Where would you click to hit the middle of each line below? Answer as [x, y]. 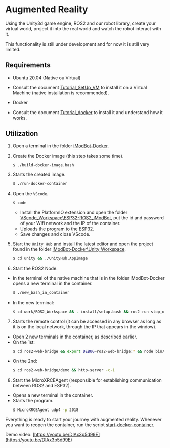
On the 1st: [24, 342]
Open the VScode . [30, 194]
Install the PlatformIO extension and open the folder [74, 213]
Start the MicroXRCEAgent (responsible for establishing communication [87, 380]
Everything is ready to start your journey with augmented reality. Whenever [83, 420]
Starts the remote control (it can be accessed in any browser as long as [87, 321]
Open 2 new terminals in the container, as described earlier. [75, 337]
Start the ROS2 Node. [35, 268]
